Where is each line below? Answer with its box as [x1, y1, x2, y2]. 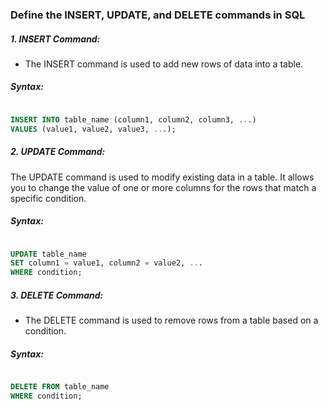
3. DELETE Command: [10, 289, 104, 301]
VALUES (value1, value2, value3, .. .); [10, 124, 177, 134]
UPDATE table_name [10, 249, 87, 259]
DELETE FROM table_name [10, 382, 110, 392]
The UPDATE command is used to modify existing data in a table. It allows [10, 171, 315, 183]
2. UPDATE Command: [10, 146, 106, 158]
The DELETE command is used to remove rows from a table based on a [24, 314, 319, 327]
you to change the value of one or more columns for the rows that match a [10, 181, 317, 193]
